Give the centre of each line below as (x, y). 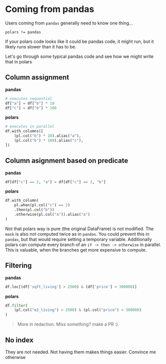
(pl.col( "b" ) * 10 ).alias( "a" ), (48, 136)
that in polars (19, 61)
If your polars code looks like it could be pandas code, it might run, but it (80, 41)
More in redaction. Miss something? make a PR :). (68, 324)
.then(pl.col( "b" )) (34, 210)
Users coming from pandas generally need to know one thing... (69, 23)
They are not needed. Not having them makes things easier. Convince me (81, 352)
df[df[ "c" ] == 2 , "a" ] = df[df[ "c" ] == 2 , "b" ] (56, 182)
